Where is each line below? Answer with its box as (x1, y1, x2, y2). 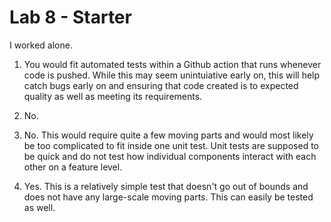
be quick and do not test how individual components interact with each (23, 150, 317, 162)
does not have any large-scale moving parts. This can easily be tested (23, 191, 314, 203)
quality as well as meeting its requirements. (23, 90, 203, 102)
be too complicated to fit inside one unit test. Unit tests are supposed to (23, 139, 319, 151)
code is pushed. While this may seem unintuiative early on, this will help (23, 69, 321, 81)
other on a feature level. (23, 161, 123, 173)
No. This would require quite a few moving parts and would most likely (23, 129, 314, 141)
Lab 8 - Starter (9, 6, 132, 29)
